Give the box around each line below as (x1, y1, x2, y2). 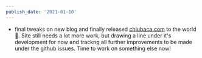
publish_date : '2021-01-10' (5, 8, 77, 15)
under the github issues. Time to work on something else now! (14, 45, 171, 52)
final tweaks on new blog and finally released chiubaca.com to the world (14, 25, 197, 33)
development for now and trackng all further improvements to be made (14, 38, 193, 45)
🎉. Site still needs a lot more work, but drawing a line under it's (14, 31, 172, 39)
